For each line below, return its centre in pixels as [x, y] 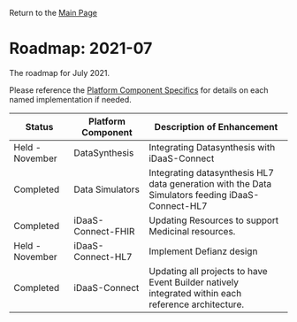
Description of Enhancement [216, 126]
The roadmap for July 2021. [60, 73]
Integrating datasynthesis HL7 [211, 172]
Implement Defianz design [203, 251]
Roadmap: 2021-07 [81, 49]
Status [39, 126]
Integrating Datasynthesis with [212, 147]
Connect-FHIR [104, 231]
